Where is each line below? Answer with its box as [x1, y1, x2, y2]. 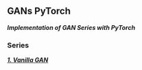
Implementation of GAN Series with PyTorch [7, 23, 136, 31]
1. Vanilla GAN [7, 56, 49, 64]
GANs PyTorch [7, 5, 71, 17]
